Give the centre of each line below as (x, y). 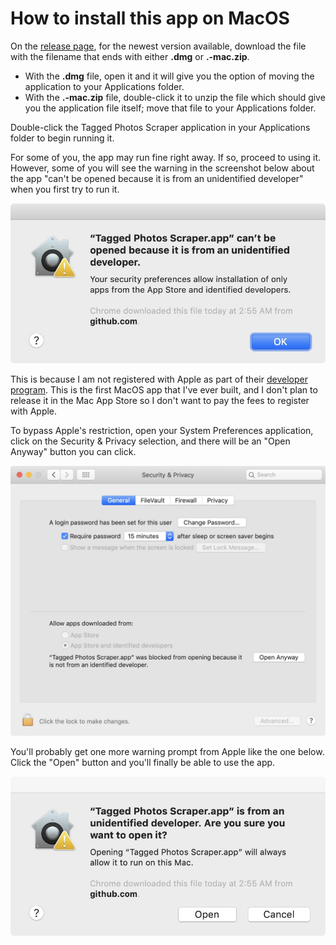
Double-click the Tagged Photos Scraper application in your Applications (160, 127)
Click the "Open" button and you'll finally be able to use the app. (143, 762)
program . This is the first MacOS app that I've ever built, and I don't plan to (164, 389)
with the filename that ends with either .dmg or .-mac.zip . (130, 56)
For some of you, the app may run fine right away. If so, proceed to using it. (166, 157)
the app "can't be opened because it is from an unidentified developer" (157, 178)
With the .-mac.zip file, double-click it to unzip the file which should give (175, 97)
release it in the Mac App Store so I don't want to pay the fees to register (160, 400)
